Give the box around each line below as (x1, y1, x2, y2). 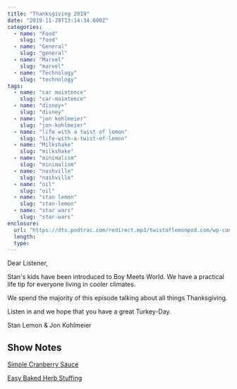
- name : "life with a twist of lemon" (13, 128, 128, 135)
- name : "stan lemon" (13, 194, 78, 201)
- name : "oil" (13, 180, 55, 187)
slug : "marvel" (20, 63, 65, 70)
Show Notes (7, 341, 62, 353)
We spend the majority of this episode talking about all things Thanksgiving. (7, 294, 228, 302)
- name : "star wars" (13, 207, 74, 214)
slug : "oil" (20, 187, 55, 194)
